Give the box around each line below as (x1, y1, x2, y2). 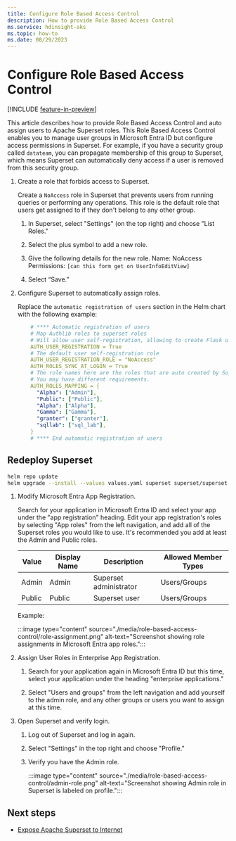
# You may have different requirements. (30, 376, 150, 384)
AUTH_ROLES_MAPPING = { (30, 382, 100, 389)
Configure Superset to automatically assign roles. (17, 289, 161, 298)
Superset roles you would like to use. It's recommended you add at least (17, 529, 227, 537)
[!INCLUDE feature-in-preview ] (7, 105, 97, 113)
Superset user (93, 593, 140, 603)
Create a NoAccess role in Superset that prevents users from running (17, 191, 214, 199)
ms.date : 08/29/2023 (7, 37, 68, 44)
